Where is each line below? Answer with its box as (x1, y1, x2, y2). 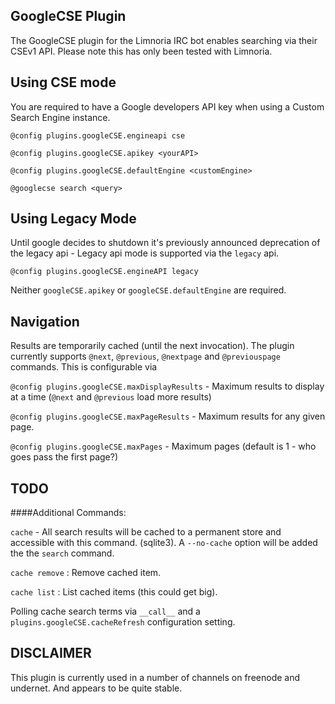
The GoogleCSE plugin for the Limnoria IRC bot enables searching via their (10, 34, 318, 46)
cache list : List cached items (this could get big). (10, 586, 218, 598)
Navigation (10, 313, 80, 330)
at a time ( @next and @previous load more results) (10, 391, 212, 403)
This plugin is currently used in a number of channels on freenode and (10, 671, 301, 683)
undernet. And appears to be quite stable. (10, 682, 183, 694)
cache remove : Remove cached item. (10, 567, 162, 579)
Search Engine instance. (10, 111, 111, 123)
